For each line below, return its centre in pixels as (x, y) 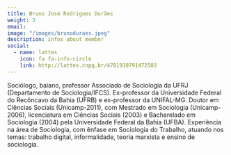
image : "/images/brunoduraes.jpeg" (59, 33)
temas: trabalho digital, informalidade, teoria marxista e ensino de (101, 137)
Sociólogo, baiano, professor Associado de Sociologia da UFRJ (98, 85)
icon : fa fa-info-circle (56, 59)
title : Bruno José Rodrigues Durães (60, 14)
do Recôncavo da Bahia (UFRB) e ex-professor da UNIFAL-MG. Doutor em (113, 100)
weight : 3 (22, 20)
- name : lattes (35, 53)
